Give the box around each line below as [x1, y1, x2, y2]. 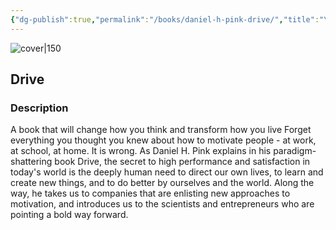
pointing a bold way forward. [10, 209, 129, 221]
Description [10, 101, 69, 115]
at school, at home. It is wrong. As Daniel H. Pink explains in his [10, 145, 272, 157]
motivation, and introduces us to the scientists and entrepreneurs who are [10, 198, 315, 210]
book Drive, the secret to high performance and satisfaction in [54, 156, 311, 168]
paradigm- [273, 145, 317, 157]
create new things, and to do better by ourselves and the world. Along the [10, 177, 315, 189]
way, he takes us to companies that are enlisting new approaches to [10, 187, 291, 200]
